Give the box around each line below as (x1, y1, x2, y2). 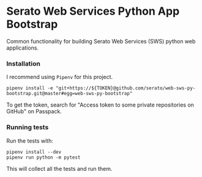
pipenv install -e (6, 85, 53, 91)
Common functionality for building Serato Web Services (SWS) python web (6, 37, 196, 45)
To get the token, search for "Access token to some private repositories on (6, 101, 195, 108)
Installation (6, 59, 41, 68)
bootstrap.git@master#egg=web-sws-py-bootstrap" (6, 91, 133, 97)
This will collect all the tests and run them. (6, 165, 113, 172)
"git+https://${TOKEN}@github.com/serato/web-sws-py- (55, 85, 196, 91)
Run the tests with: (6, 137, 53, 145)
